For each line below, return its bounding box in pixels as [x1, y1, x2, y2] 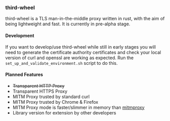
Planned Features [5, 71, 43, 77]
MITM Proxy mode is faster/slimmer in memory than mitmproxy [12, 104, 145, 110]
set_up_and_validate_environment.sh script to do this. [5, 60, 118, 66]
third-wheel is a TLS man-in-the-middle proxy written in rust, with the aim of [5, 16, 165, 22]
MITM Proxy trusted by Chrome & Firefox [12, 99, 98, 105]
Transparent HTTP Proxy [12, 83, 65, 89]
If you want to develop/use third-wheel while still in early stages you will [5, 44, 156, 50]
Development [5, 32, 35, 38]
